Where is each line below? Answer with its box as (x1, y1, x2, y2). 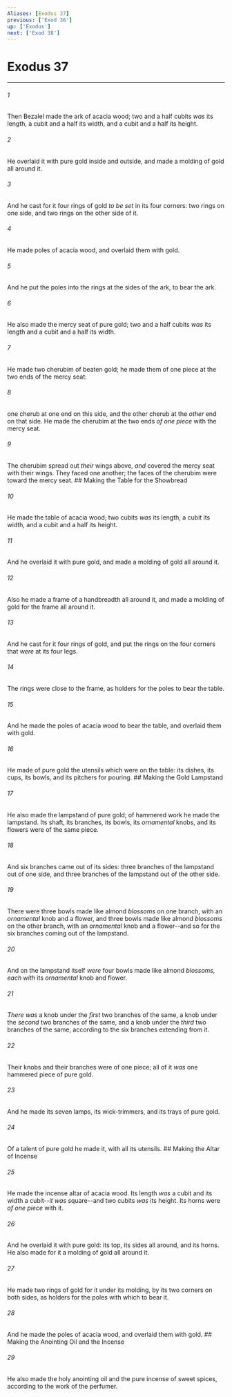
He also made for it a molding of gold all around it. (7, 1248, 150, 1257)
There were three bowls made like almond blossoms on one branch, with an (7, 907, 223, 915)
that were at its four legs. (7, 647, 78, 655)
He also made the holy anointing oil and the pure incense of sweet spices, (7, 1375, 217, 1383)
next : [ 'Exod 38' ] (7, 29, 60, 37)
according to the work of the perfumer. (7, 1382, 118, 1391)
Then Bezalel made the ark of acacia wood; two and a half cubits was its (7, 112, 214, 121)
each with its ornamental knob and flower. (7, 973, 128, 982)
